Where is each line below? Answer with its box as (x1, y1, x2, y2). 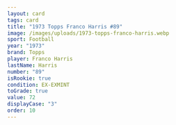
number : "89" (7, 68, 45, 75)
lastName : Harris (7, 62, 58, 69)
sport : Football (7, 36, 54, 43)
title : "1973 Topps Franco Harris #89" (7, 23, 123, 30)
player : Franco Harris (7, 56, 73, 62)
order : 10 (7, 107, 36, 114)
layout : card (7, 10, 45, 17)
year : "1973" (7, 42, 45, 49)
